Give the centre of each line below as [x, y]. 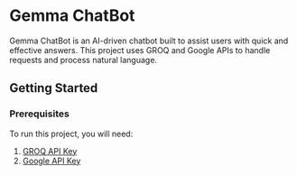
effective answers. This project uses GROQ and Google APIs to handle [140, 50]
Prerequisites [39, 114]
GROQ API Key [50, 151]
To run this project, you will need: [71, 134]
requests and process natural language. [84, 60]
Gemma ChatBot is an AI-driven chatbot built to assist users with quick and [149, 41]
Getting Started [54, 88]
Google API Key [51, 161]
